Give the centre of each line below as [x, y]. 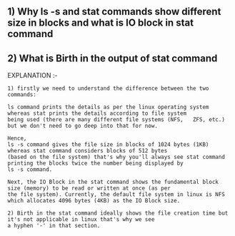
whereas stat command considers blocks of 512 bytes [87, 151]
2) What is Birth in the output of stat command [112, 58]
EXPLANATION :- [32, 76]
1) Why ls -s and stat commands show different [114, 12]
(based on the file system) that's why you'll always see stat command [116, 157]
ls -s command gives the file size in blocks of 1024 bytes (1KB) [108, 145]
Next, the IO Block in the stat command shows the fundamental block [113, 182]
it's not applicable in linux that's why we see [81, 220]
